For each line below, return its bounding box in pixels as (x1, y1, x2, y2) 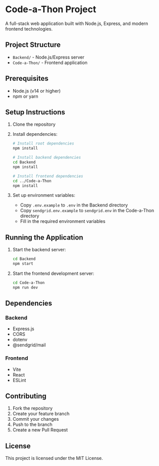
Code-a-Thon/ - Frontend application (12, 60, 88, 66)
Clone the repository (12, 121, 56, 128)
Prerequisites (5, 74, 49, 83)
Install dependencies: (12, 131, 58, 137)
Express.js (12, 326, 34, 332)
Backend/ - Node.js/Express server (12, 54, 85, 60)
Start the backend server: (12, 247, 66, 253)
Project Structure (5, 41, 61, 49)
